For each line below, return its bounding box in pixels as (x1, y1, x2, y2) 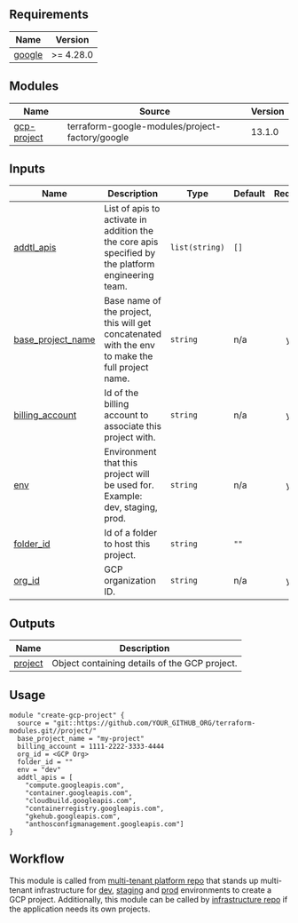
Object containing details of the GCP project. (51, 657, 238, 670)
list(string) (169, 243, 225, 252)
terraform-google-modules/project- (67, 120, 222, 132)
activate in (103, 213, 148, 226)
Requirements (9, 7, 89, 22)
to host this (103, 537, 151, 550)
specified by (103, 247, 156, 259)
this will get (103, 317, 152, 330)
